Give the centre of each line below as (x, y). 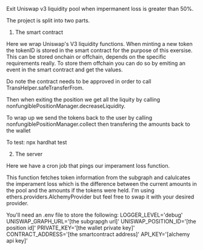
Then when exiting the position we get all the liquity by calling (83, 100)
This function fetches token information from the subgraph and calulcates (98, 177)
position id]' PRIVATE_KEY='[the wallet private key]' (71, 228)
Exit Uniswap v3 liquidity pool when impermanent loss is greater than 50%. (100, 9)
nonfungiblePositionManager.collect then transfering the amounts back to (98, 124)
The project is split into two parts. (48, 20)
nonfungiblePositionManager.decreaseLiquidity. (66, 106)
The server (29, 154)
